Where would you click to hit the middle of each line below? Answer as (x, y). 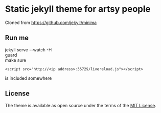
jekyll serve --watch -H (29, 49)
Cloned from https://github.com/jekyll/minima (51, 23)
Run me (17, 38)
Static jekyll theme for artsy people (78, 9)
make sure (16, 60)
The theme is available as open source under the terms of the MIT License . (81, 105)
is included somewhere (29, 78)
